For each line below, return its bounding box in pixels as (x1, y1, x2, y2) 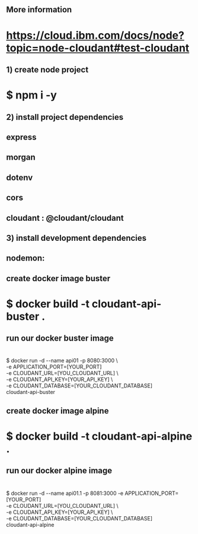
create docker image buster (6, 273, 111, 284)
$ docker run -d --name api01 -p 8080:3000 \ (6, 357, 119, 364)
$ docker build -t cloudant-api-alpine (6, 430, 193, 443)
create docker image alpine (6, 406, 109, 416)
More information (6, 5, 72, 15)
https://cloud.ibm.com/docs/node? (6, 28, 185, 42)
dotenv (6, 172, 33, 183)
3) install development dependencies (6, 233, 147, 243)
